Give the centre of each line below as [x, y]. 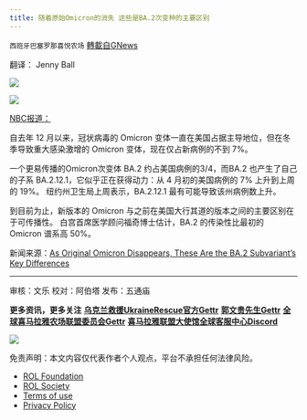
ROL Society [46, 385]
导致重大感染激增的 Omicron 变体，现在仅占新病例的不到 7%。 [135, 149]
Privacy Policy [49, 405]
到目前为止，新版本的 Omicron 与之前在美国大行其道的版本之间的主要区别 [148, 210]
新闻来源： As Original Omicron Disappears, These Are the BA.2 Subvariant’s [153, 253]
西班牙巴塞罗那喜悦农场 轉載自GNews [74, 45]
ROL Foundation [53, 376]
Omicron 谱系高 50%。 [53, 233]
